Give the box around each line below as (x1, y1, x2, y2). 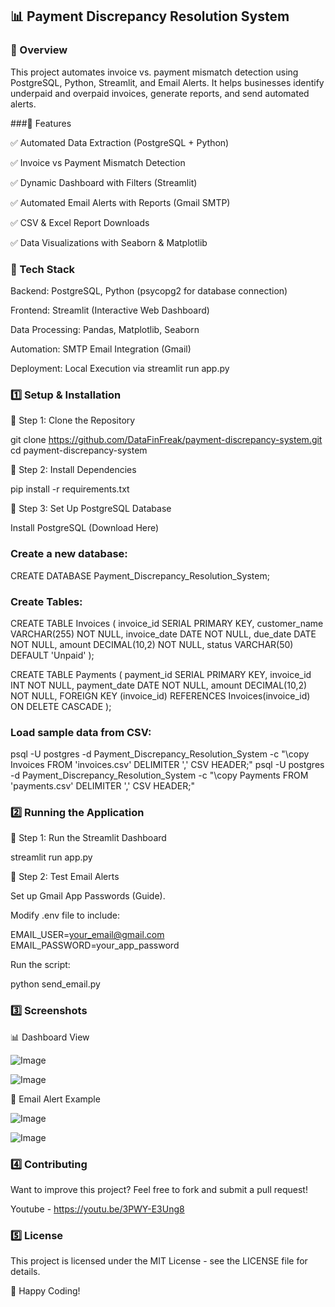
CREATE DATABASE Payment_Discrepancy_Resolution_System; (10, 569, 270, 582)
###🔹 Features (10, 117, 72, 129)
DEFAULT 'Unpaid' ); (10, 649, 95, 661)
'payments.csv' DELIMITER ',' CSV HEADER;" (10, 780, 196, 792)
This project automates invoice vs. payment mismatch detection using (10, 66, 299, 78)
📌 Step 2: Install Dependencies (10, 464, 137, 476)
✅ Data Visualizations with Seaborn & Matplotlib (10, 236, 208, 248)
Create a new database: (10, 547, 128, 561)
